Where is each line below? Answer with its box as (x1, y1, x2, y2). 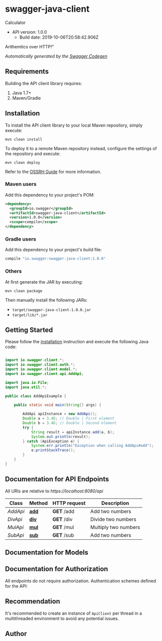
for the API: (5, 583, 28, 589)
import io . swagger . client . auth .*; (5, 362, 76, 367)
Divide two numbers (90, 516, 137, 523)
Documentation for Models (5, 548, 89, 556)
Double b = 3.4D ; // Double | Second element (22, 420, 117, 426)
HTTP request (52, 500, 86, 507)
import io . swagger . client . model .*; (5, 367, 78, 372)
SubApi (7, 531, 24, 538)
